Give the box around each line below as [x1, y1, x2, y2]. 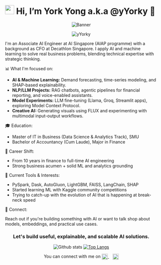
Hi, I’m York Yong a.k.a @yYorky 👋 [16, 6, 156, 17]
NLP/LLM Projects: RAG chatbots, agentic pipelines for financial [12, 87, 140, 93]
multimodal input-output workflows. [12, 113, 84, 119]
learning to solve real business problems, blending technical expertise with [5, 51, 154, 57]
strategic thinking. [5, 56, 41, 62]
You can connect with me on [44, 253, 101, 259]
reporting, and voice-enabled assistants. [12, 92, 93, 98]
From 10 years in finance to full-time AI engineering [12, 157, 115, 163]
